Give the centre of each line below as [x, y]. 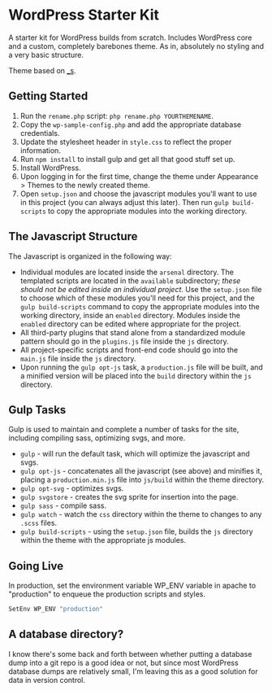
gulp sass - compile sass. [63, 505]
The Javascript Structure [73, 236]
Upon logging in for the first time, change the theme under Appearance [139, 176]
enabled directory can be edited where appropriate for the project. [131, 324]
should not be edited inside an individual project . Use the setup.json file [141, 289]
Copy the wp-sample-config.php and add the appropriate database [131, 125]
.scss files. [39, 523]
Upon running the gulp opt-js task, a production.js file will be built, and [142, 367]
